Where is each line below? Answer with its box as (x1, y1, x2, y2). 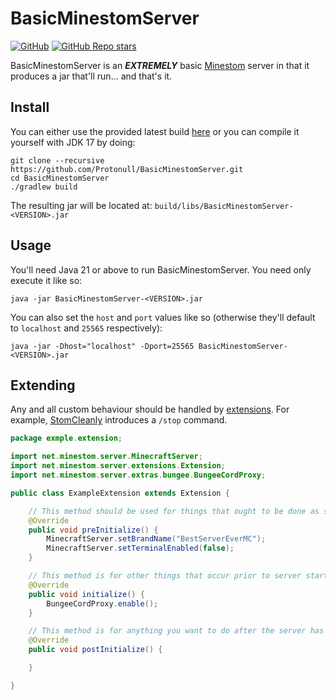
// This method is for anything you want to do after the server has (28, 626, 325, 636)
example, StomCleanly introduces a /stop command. (10, 414, 228, 426)
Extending (10, 377, 76, 394)
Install (10, 99, 50, 116)
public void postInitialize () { (28, 645, 163, 655)
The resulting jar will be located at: (10, 199, 153, 211)
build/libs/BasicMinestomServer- (154, 201, 294, 211)
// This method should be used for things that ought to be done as (28, 506, 320, 516)
